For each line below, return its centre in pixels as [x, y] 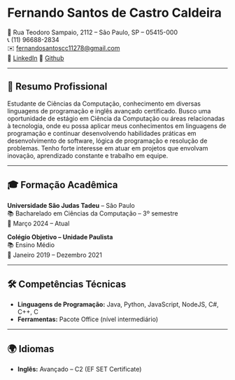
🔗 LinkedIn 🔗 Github [36, 58]
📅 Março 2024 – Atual [38, 223]
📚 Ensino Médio [31, 245]
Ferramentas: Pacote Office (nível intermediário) [88, 319]
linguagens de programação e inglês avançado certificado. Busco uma [109, 111]
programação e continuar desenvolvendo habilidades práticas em [102, 133]
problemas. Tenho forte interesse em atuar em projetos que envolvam [108, 148]
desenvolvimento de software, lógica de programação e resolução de [107, 141]
